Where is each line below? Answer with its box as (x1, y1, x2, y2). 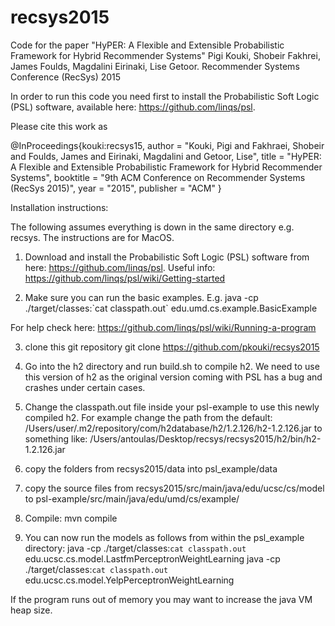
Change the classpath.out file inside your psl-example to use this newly (24, 401, 320, 413)
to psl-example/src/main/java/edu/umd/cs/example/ (24, 492, 240, 505)
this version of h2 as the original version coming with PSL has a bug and (24, 371, 323, 383)
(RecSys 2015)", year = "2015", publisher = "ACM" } (10, 182, 222, 194)
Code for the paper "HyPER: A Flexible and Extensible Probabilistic (10, 39, 285, 51)
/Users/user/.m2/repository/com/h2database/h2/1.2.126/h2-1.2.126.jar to (24, 422, 323, 434)
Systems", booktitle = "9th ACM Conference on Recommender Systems (10, 171, 306, 183)
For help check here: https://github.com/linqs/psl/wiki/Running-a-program (10, 321, 317, 333)
